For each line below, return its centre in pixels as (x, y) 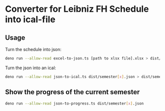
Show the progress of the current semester (72, 92)
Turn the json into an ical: (31, 68)
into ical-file (30, 19)
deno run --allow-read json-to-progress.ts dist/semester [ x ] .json (74, 103)
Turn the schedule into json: (33, 49)
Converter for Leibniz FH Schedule (77, 9)
